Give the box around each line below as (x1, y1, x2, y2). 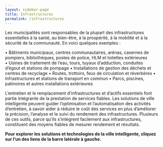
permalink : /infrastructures (5, 16, 64, 21)
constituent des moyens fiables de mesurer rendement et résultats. (5, 122, 140, 127)
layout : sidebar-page (5, 7, 49, 12)
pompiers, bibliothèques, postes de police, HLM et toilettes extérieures (5, 55, 148, 61)
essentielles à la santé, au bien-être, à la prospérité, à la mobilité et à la (5, 35, 148, 41)
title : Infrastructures (5, 12, 54, 17)
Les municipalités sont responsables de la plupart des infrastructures (5, 30, 144, 36)
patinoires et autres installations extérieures (5, 81, 93, 87)
